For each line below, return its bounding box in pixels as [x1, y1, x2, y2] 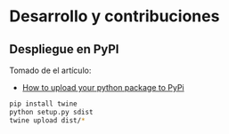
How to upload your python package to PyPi [21, 83, 184, 92]
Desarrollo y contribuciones [9, 6, 220, 27]
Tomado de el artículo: [9, 65, 92, 75]
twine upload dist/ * [9, 115, 86, 125]
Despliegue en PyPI [9, 42, 119, 57]
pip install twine [9, 99, 78, 108]
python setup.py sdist [9, 107, 94, 116]
